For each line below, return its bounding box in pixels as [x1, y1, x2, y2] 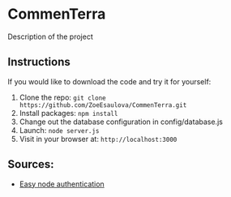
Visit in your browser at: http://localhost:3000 [19, 134, 178, 143]
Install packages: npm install [19, 108, 118, 118]
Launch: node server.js [19, 125, 100, 135]
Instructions [7, 55, 71, 69]
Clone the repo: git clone [19, 92, 106, 102]
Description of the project [7, 32, 94, 41]
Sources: [7, 157, 54, 171]
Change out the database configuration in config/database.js [19, 117, 224, 126]
